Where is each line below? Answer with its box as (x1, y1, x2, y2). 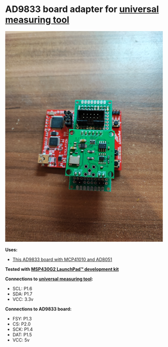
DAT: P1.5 (12, 331, 32, 337)
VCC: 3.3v (12, 296, 33, 302)
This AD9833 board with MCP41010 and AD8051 (12, 256, 112, 262)
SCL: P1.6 (12, 285, 32, 291)
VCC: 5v (12, 337, 30, 343)
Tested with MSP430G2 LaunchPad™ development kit (5, 266, 119, 272)
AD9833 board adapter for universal (5, 4, 159, 15)
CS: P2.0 (12, 321, 31, 327)
